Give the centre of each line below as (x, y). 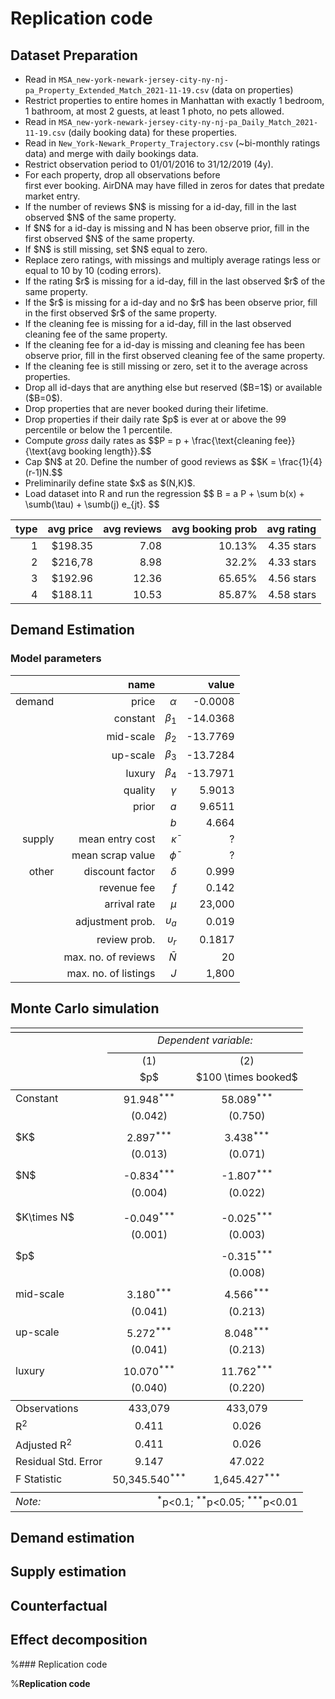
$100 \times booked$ (246, 1077)
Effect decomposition (79, 1640)
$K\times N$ (45, 1217)
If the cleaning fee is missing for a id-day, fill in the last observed (158, 323)
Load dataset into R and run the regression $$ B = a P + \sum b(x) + (164, 493)
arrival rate (130, 904)
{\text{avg (45, 451)
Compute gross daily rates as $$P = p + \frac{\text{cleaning (148, 440)
